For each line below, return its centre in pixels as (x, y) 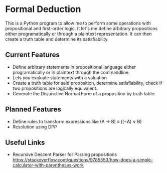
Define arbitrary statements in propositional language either (74, 67)
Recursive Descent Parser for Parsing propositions (65, 154)
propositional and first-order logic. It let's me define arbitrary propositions (81, 28)
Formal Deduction (43, 9)
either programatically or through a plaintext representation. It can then (78, 34)
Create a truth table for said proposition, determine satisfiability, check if (87, 83)
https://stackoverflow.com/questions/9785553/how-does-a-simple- (82, 160)
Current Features (33, 55)
